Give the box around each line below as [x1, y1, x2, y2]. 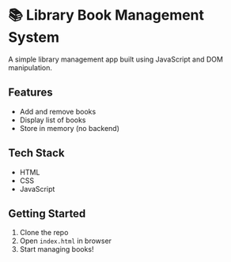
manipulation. [8, 62, 53, 72]
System [8, 28, 60, 47]
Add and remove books [19, 107, 97, 116]
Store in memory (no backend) [19, 123, 120, 133]
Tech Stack [8, 147, 65, 160]
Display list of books [19, 115, 86, 125]
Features [8, 86, 53, 99]
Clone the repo [19, 228, 69, 238]
